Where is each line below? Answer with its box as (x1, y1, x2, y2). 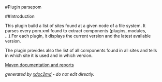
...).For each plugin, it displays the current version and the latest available (5, 33, 151, 39)
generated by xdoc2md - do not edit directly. (5, 71, 94, 77)
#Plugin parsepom (5, 4, 42, 10)
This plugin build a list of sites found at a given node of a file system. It (5, 23, 146, 28)
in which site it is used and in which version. (5, 53, 93, 58)
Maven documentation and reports (5, 62, 74, 68)
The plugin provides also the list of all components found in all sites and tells (5, 48, 157, 53)
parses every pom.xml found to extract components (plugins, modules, (5, 28, 147, 33)
